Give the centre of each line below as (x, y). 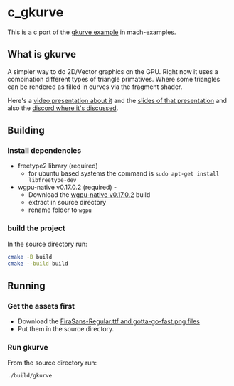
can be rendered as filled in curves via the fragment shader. (95, 87)
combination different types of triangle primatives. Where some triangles (114, 79)
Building (26, 130)
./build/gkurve (30, 376)
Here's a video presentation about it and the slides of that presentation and (117, 100)
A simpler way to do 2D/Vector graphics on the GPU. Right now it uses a (113, 71)
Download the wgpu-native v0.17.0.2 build (89, 195)
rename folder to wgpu (60, 210)
